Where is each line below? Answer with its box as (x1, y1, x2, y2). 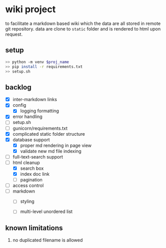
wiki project (5, 4, 56, 15)
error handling (12, 113, 43, 120)
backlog (5, 83, 32, 91)
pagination (20, 177, 43, 183)
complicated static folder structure (12, 131, 85, 137)
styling (20, 198, 35, 204)
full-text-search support (12, 153, 63, 160)
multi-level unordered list (20, 208, 73, 214)
